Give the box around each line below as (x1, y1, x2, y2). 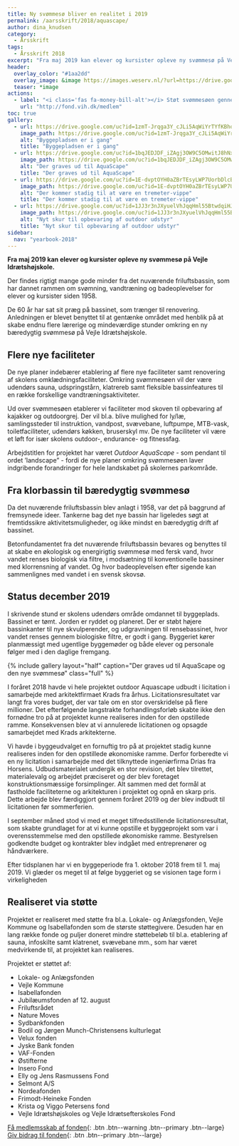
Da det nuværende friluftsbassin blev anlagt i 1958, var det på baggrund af (7, 503, 225, 512)
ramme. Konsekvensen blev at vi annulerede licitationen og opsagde (7, 721, 208, 729)
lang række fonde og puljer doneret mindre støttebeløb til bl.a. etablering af (7, 930, 228, 939)
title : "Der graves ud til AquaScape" (20, 169, 135, 177)
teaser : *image (14, 83, 59, 91)
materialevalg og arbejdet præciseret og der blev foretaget (7, 772, 179, 780)
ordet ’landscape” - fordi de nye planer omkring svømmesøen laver (7, 456, 204, 465)
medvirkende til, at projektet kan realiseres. (7, 945, 134, 954)
